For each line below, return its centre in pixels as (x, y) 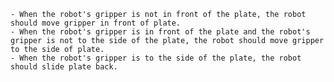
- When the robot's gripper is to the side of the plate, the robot (156, 58)
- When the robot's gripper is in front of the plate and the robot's (160, 32)
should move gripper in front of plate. (96, 23)
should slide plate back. (64, 67)
